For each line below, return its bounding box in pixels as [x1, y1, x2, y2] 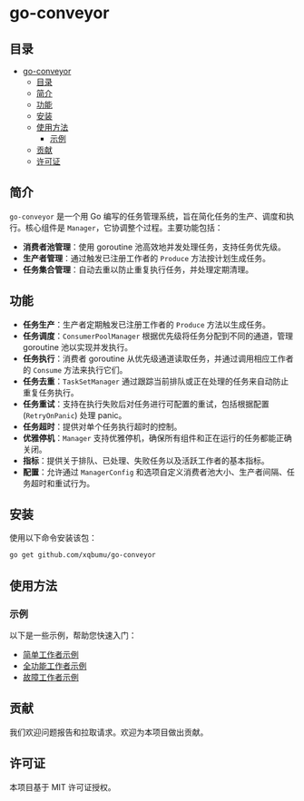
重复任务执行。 [22, 386, 79, 397]
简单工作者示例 [22, 650, 79, 659]
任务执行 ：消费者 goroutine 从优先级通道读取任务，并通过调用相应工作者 [22, 353, 294, 364]
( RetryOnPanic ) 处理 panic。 [22, 409, 127, 420]
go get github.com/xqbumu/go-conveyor [9, 551, 156, 560]
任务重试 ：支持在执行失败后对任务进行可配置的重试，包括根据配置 [22, 398, 270, 409]
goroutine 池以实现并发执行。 [22, 341, 133, 352]
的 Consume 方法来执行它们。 [22, 364, 128, 375]
